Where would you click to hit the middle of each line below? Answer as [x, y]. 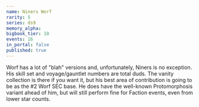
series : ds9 [21, 23]
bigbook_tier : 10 [28, 34]
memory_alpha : [24, 28]
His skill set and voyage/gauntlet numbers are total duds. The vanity [90, 73]
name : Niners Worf [29, 12]
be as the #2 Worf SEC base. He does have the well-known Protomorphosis [99, 86]
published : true [26, 51]
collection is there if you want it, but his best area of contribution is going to [99, 80]
